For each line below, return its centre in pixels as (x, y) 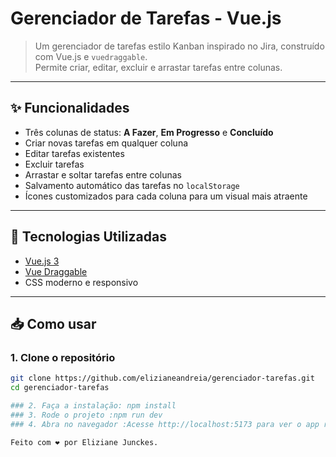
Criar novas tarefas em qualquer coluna (106, 143)
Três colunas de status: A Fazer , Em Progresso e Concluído (149, 132)
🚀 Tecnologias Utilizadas (88, 237)
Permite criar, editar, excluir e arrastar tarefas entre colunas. (158, 67)
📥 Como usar (53, 323)
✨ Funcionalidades (70, 108)
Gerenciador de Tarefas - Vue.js (146, 18)
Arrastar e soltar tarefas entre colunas (103, 174)
